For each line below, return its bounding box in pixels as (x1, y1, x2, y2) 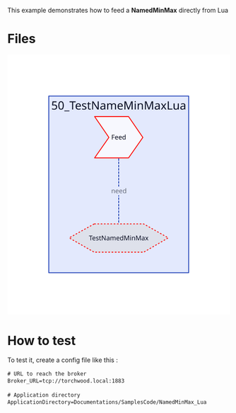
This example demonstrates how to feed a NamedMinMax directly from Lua (7, 6, 228, 14)
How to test (7, 332, 76, 349)
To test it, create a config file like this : (7, 356, 118, 364)
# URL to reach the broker (7, 370, 87, 378)
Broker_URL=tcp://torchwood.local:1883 (7, 378, 125, 385)
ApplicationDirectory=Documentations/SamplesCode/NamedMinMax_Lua (7, 399, 207, 406)
